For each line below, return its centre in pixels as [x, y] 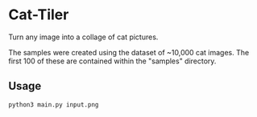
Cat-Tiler [39, 15]
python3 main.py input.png [54, 105]
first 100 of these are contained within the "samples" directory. [112, 61]
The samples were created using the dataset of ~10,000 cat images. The [129, 52]
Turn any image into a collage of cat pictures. [83, 37]
